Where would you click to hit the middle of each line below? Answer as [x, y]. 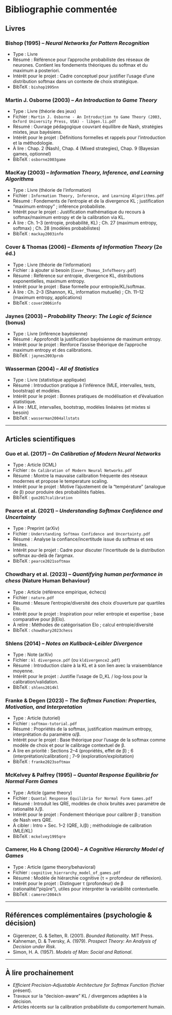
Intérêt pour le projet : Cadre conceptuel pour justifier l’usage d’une [84, 76]
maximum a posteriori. [36, 70]
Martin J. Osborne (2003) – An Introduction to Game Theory [81, 100]
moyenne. [23, 671]
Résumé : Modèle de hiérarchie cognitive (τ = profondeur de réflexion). [88, 878]
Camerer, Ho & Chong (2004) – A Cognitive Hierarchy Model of [85, 849]
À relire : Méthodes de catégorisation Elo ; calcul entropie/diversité [83, 625]
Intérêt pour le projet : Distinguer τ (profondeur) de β [68, 883]
